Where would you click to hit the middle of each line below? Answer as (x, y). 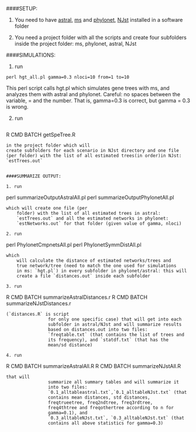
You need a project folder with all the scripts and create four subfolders (101, 37)
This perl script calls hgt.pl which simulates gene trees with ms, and (88, 88)
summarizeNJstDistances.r (39, 303)
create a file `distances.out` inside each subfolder (83, 276)
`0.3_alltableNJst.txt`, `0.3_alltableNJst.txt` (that (116, 418)
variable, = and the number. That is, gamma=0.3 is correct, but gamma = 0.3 (98, 100)
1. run (14, 187)
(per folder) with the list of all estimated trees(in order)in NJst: (94, 156)
